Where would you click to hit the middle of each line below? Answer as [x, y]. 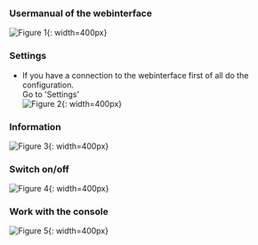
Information [35, 127]
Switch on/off [39, 169]
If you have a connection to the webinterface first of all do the [135, 75]
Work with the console [59, 212]
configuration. [48, 85]
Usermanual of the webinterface [81, 13]
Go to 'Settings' [51, 94]
